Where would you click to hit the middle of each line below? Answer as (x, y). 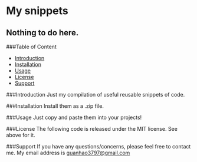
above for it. (21, 135)
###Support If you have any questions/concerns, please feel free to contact (98, 146)
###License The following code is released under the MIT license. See (92, 129)
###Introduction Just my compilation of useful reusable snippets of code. (96, 95)
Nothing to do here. (42, 33)
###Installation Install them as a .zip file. (55, 106)
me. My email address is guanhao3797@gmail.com (68, 153)
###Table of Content (32, 47)
